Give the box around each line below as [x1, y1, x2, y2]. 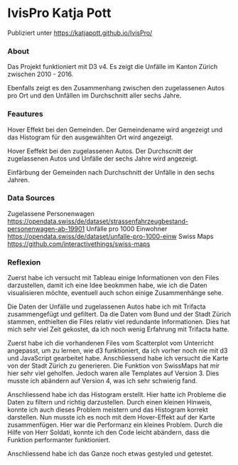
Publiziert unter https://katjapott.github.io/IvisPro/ [7, 28, 153, 37]
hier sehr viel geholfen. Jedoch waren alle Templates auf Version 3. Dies [7, 369, 220, 378]
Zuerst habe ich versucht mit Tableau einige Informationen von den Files [7, 274, 220, 282]
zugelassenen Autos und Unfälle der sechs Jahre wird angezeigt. [7, 154, 198, 163]
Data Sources [7, 193, 55, 203]
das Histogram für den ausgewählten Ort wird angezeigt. [7, 133, 174, 141]
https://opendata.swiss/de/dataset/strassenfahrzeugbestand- [7, 217, 189, 225]
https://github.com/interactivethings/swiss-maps [7, 240, 151, 248]
